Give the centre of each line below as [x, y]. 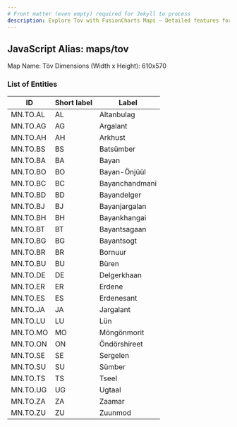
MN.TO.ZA [28, 401]
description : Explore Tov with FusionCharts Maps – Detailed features [113, 20]
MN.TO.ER [28, 287]
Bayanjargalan [123, 206]
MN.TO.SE [28, 355]
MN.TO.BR [28, 252]
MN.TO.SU [29, 366]
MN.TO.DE [28, 275]
